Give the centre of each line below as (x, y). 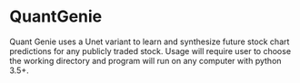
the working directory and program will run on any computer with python (145, 60)
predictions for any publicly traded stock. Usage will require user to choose (150, 51)
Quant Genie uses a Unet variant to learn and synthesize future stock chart (150, 41)
